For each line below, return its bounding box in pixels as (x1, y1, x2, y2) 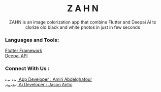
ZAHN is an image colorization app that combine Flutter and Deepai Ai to (9, 19, 157, 25)
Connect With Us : (5, 65, 50, 72)
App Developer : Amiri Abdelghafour (18, 76, 92, 82)
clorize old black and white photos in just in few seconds (25, 24, 140, 30)
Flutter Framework (5, 47, 43, 54)
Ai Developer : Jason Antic (18, 81, 73, 87)
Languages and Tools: (5, 36, 59, 43)
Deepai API (5, 53, 28, 59)
